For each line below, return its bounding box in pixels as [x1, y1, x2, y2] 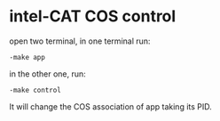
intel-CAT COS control [9, 6, 177, 27]
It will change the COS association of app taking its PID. [9, 101, 213, 112]
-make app [9, 52, 46, 61]
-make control [9, 85, 62, 94]
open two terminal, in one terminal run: [9, 36, 151, 46]
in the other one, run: [9, 69, 86, 79]
